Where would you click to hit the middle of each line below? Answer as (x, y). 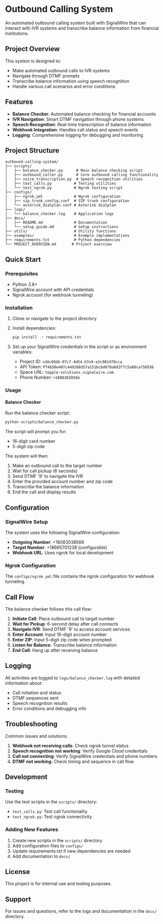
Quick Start (23, 260)
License (18, 872)
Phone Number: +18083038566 (50, 377)
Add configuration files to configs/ (48, 846)
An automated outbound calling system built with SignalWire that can (76, 23)
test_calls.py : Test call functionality (50, 811)
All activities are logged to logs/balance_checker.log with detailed (73, 678)
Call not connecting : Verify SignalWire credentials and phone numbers (85, 756)
